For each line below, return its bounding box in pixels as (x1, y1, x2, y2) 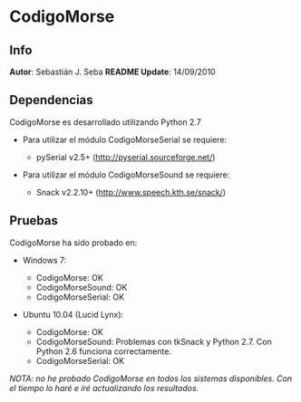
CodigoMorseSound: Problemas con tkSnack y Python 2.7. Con (35, 336, 272, 347)
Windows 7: (22, 254, 67, 265)
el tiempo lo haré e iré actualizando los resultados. (9, 382, 199, 393)
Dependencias (9, 92, 93, 108)
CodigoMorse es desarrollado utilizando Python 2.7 (9, 116, 201, 128)
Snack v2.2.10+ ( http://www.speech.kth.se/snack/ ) (35, 187, 227, 197)
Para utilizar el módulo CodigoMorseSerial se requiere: (22, 134, 228, 145)
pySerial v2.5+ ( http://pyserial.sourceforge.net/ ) (35, 151, 216, 162)
